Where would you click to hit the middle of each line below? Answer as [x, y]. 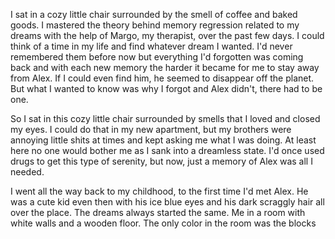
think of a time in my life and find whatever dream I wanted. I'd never [151, 46]
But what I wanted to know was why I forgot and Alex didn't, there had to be [166, 88]
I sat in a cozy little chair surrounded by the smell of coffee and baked [154, 14]
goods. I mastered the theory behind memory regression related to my [155, 25]
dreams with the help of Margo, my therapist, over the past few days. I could [167, 35]
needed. [27, 172]
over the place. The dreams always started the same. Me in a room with [158, 212]
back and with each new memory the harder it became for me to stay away [165, 67]
